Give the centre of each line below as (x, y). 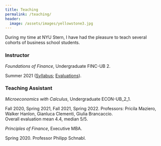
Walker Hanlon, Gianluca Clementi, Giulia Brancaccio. (59, 114)
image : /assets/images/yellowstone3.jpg (51, 23)
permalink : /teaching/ (28, 14)
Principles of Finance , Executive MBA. (44, 128)
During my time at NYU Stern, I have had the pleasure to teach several (76, 37)
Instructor (17, 56)
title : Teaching (22, 10)
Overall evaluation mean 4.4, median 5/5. (47, 119)
